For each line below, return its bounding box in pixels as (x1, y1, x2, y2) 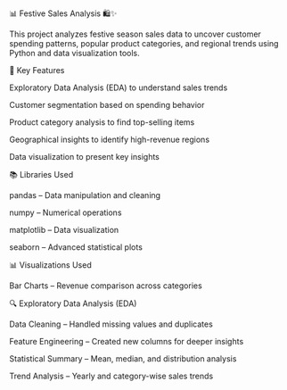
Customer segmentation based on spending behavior (9, 100, 205, 110)
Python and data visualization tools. (9, 48, 140, 58)
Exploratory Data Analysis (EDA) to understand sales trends (9, 82, 228, 93)
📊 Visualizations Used (9, 260, 92, 270)
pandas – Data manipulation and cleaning (9, 190, 161, 200)
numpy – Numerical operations (9, 207, 122, 218)
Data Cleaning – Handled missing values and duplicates (9, 319, 214, 329)
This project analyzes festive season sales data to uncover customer (9, 29, 261, 39)
